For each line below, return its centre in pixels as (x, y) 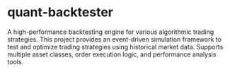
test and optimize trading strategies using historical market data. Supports (115, 47)
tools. (16, 61)
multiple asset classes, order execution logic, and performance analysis (112, 54)
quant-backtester (60, 12)
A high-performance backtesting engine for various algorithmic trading (111, 32)
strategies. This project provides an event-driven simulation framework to (114, 39)
